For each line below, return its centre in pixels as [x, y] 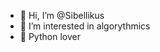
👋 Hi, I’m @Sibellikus [62, 15]
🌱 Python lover [50, 36]
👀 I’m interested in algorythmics [85, 26]
